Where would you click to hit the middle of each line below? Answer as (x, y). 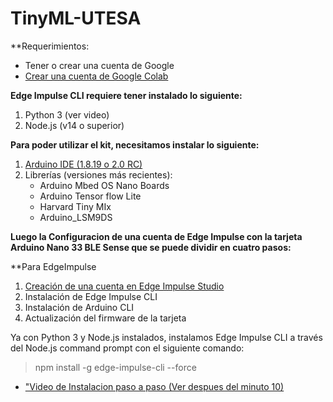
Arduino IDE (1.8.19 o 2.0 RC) (83, 164)
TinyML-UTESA (76, 18)
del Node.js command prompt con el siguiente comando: (127, 348)
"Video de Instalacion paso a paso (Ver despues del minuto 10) (154, 386)
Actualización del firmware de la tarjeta (105, 318)
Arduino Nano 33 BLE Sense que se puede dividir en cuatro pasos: (151, 247)
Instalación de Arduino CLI (79, 307)
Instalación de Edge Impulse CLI (91, 296)
